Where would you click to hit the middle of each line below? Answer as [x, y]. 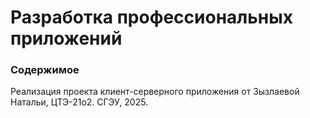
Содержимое [45, 70]
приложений [66, 38]
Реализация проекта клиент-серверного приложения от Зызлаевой [155, 92]
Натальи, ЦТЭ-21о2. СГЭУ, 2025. [79, 102]
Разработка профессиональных [151, 17]
